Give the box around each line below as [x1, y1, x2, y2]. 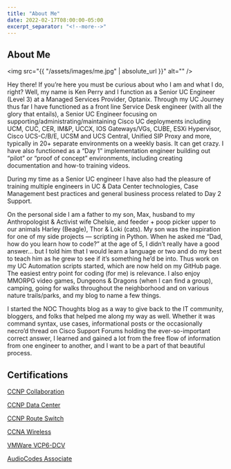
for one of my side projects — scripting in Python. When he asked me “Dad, [7, 233, 223, 241]
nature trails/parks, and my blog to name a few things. [7, 292, 161, 300]
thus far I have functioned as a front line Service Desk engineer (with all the [7, 103, 223, 111]
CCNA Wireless [7, 427, 52, 436]
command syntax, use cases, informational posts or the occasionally [7, 319, 203, 328]
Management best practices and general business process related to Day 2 [7, 190, 221, 198]
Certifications [7, 369, 68, 381]
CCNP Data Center [7, 401, 61, 409]
